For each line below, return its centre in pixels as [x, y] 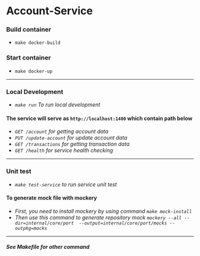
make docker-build [37, 43]
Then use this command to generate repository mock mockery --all [98, 217]
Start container [29, 58]
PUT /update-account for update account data [71, 138]
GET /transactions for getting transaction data [72, 144]
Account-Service [50, 11]
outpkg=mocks [31, 228]
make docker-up [34, 71]
